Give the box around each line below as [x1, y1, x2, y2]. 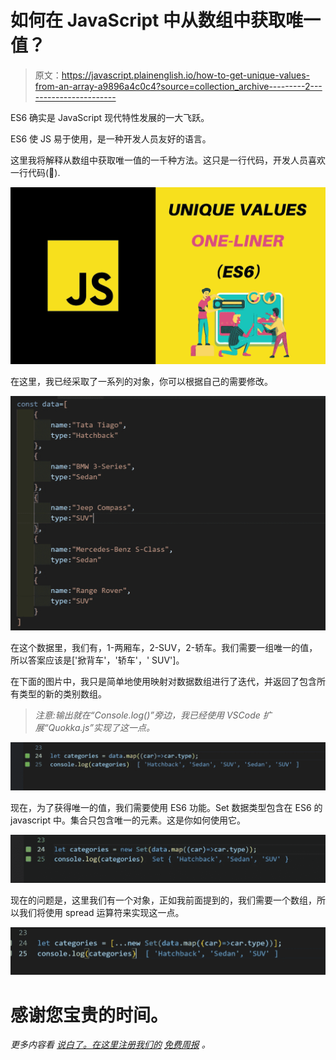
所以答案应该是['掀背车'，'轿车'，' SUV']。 [10, 654, 185, 666]
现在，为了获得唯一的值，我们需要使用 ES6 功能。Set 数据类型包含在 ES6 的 [10, 802, 323, 814]
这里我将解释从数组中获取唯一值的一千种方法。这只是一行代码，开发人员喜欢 [10, 154, 326, 166]
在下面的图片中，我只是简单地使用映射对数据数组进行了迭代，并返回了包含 [10, 676, 317, 688]
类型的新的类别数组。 [18, 688, 107, 700]
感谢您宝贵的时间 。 [10, 1004, 169, 1026]
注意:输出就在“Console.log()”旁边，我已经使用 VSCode [34, 709, 261, 721]
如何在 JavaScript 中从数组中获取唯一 [10, 9, 322, 32]
